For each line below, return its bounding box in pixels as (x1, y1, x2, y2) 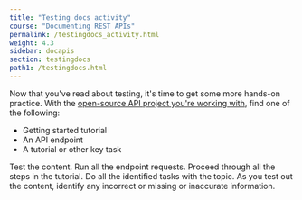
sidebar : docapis (9, 47, 75, 56)
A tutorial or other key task (22, 143, 122, 154)
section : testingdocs (9, 55, 91, 64)
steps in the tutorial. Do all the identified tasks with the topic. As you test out (9, 170, 293, 181)
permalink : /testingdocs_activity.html (9, 30, 160, 39)
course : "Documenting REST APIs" (9, 22, 136, 31)
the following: (9, 107, 61, 118)
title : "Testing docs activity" (9, 13, 131, 23)
